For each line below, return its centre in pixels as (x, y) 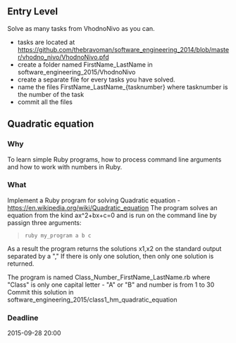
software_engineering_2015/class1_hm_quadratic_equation (92, 299)
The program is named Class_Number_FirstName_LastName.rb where (109, 277)
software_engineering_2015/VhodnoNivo (76, 72)
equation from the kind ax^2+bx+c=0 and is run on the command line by (112, 215)
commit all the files (45, 102)
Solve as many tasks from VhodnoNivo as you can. (81, 28)
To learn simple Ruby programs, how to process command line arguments (114, 159)
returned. (21, 264)
